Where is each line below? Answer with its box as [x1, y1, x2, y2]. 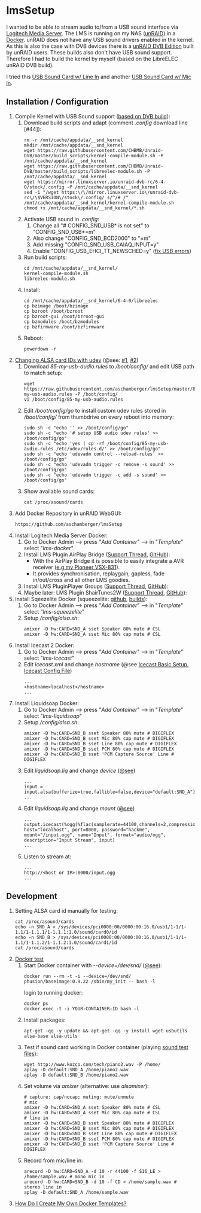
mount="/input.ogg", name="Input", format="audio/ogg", [23, 832, 166, 838]
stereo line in [23, 1184, 62, 1190]
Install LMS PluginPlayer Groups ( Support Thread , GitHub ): [23, 583, 169, 590]
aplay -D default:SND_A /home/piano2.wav [23, 1066, 129, 1072]
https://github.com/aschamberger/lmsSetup [14, 521, 123, 527]
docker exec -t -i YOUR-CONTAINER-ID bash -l [23, 1005, 139, 1011]
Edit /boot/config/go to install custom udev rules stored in [23, 407, 166, 414]
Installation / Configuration [6, 97, 109, 107]
